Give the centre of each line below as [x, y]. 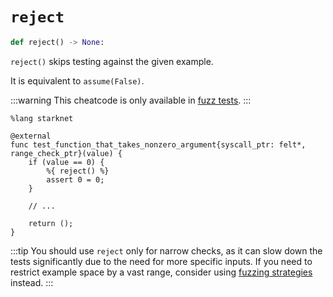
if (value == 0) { [66, 162]
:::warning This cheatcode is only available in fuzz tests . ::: [131, 100]
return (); [51, 223]
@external [31, 136]
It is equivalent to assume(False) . [77, 80]
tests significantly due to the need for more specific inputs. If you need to [161, 261]
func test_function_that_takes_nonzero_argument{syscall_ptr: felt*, [158, 144]
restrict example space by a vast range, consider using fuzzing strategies [161, 272]
